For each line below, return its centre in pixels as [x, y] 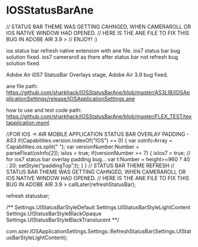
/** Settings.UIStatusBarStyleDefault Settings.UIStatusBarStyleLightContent [98, 207]
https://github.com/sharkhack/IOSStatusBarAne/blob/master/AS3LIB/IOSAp [98, 92]
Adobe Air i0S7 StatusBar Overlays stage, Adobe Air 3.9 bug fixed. [87, 74]
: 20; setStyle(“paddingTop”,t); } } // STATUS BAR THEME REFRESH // [90, 165]
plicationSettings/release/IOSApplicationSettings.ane [71, 99]
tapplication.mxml [28, 122]
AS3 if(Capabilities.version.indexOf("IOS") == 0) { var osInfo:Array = [89, 140]
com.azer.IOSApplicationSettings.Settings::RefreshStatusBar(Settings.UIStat [99, 231]
